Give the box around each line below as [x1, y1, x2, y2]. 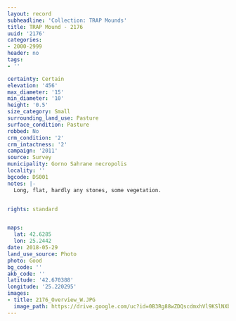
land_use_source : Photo [7, 251, 77, 258]
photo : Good [7, 257, 42, 264]
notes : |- [7, 180, 37, 187]
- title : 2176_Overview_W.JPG [7, 296, 96, 303]
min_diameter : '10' [7, 95, 65, 102]
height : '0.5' [7, 101, 49, 109]
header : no [7, 50, 39, 57]
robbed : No [7, 127, 39, 134]
